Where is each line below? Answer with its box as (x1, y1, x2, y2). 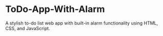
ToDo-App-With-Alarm (5, 3, 105, 15)
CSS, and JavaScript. (5, 25, 50, 31)
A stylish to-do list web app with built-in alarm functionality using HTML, (5, 20, 158, 26)
